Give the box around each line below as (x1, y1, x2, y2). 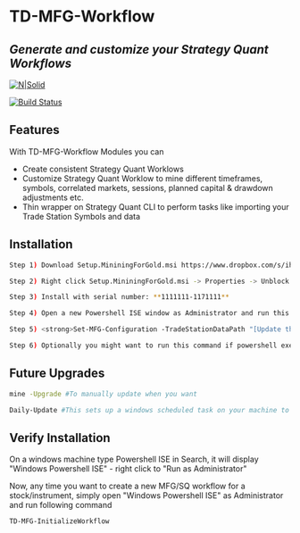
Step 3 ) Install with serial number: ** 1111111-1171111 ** (9, 293, 229, 302)
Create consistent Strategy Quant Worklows (21, 163, 185, 174)
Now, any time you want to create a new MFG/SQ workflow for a (9, 480, 246, 492)
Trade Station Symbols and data (21, 211, 141, 221)
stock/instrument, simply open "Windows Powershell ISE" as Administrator (9, 490, 284, 501)
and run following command (9, 500, 112, 511)
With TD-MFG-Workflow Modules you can (9, 146, 164, 157)
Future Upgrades (9, 366, 105, 381)
